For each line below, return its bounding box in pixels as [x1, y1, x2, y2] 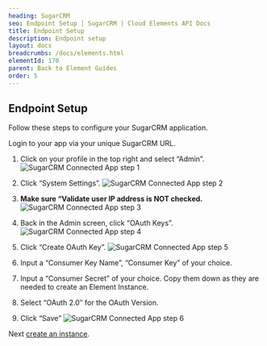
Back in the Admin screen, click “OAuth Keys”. [19, 219, 173, 228]
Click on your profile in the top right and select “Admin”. [19, 154, 205, 164]
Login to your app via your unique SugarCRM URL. [8, 139, 176, 148]
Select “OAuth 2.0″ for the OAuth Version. [19, 298, 159, 307]
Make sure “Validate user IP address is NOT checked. [19, 194, 203, 204]
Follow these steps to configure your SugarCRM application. [8, 123, 208, 133]
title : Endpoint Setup [8, 27, 85, 35]
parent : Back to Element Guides [8, 65, 117, 73]
